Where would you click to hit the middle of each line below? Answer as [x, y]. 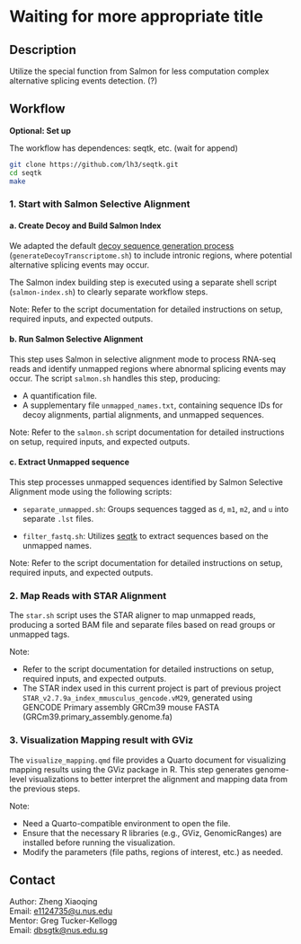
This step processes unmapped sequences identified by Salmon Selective [146, 481]
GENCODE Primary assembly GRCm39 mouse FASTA [121, 708]
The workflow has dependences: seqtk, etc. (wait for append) [124, 148]
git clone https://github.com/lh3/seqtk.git [94, 164]
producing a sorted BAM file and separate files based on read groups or [142, 625]
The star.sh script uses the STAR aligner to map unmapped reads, [133, 615]
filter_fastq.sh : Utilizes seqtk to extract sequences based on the [146, 535]
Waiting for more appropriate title [136, 17]
